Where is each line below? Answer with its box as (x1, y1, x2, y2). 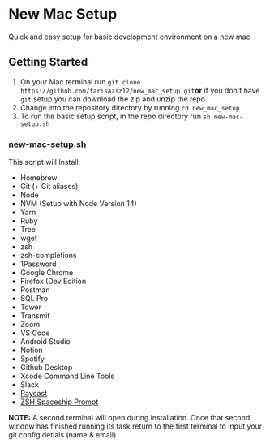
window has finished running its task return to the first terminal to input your (8, 421, 263, 431)
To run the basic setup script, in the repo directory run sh (19, 111, 211, 121)
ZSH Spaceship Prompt (19, 397, 99, 407)
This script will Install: (8, 157, 81, 167)
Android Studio (19, 337, 71, 347)
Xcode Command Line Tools (19, 371, 115, 381)
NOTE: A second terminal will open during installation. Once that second (8, 413, 251, 423)
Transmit (19, 311, 50, 321)
